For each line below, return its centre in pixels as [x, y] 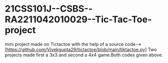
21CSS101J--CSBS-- [49, 9]
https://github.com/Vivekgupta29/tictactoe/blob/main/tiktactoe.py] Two [81, 49]
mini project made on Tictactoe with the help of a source [64, 44]
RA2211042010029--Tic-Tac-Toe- [78, 19]
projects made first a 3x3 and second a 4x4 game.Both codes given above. [84, 55]
